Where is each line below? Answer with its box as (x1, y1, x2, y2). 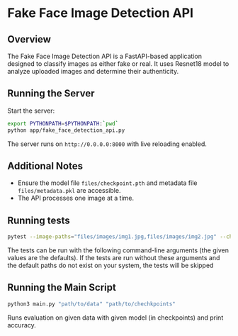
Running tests (7, 214, 71, 226)
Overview (7, 33, 52, 45)
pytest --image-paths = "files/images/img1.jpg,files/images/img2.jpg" (7, 233, 217, 240)
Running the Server (7, 87, 95, 100)
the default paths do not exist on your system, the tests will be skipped (7, 261, 214, 270)
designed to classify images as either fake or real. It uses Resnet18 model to (7, 60, 229, 68)
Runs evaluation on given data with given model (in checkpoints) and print (7, 313, 224, 322)
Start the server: (7, 106, 55, 115)
